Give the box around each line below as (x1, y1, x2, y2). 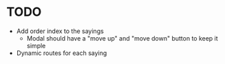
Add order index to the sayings (16, 27, 104, 35)
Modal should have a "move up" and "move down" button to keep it (26, 34, 218, 42)
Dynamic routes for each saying (16, 49, 107, 57)
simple (26, 41, 46, 50)
